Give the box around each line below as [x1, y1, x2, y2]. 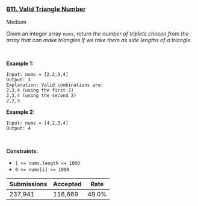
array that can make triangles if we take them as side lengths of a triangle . [6, 37, 193, 44]
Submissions [9, 180, 48, 189]
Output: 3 [6, 77, 31, 83]
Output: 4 [6, 125, 31, 131]
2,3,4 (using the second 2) [6, 93, 77, 99]
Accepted [53, 180, 82, 189]
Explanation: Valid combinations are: [6, 82, 104, 89]
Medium [6, 19, 27, 26]
